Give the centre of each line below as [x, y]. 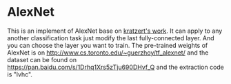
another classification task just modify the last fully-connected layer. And [111, 38]
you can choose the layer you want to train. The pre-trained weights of [108, 45]
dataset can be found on [42, 59]
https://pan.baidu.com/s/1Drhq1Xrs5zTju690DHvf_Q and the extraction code [115, 67]
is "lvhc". [20, 74]
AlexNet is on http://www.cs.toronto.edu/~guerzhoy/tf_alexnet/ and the [108, 53]
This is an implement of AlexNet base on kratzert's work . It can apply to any [115, 31]
